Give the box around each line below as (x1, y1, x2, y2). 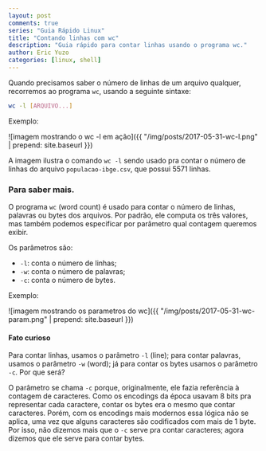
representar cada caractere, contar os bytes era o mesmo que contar (8, 400, 236, 410)
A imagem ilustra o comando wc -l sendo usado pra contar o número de (8, 155, 246, 165)
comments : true (8, 19, 59, 27)
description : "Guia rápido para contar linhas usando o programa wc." (8, 41, 248, 49)
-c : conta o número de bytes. (19, 276, 115, 285)
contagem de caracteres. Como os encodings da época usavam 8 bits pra (8, 391, 252, 401)
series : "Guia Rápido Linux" (8, 26, 105, 34)
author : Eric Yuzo (8, 49, 69, 57)
